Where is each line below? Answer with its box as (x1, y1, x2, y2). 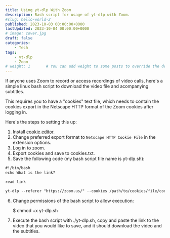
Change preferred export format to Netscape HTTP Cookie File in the (12, 134, 156, 140)
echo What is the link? (5, 170, 56, 175)
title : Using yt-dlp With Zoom (5, 7, 71, 13)
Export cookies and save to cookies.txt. (12, 150, 95, 156)
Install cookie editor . (12, 129, 55, 135)
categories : (5, 41, 30, 46)
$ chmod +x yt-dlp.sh (12, 207, 58, 213)
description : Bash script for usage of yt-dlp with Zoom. (5, 12, 130, 17)
